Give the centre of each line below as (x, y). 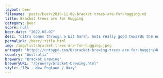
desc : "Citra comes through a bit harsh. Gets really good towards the (79, 37)
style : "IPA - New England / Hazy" (41, 68)
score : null (17, 28)
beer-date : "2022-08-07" (30, 32)
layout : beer (18, 9)
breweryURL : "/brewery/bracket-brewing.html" (52, 63)
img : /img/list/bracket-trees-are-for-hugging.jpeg (58, 46)
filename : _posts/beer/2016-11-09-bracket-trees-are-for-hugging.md (76, 14)
